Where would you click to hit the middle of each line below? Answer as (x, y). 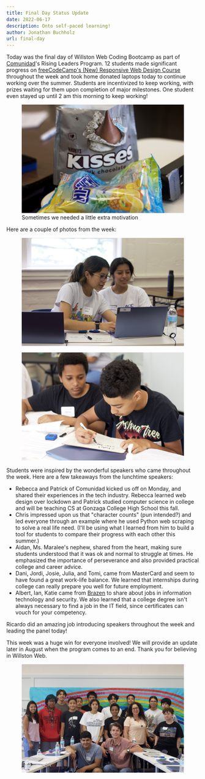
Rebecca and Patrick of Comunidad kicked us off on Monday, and (98, 489)
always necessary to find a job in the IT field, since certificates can (99, 606)
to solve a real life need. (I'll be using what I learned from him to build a (105, 528)
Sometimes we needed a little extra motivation (80, 217)
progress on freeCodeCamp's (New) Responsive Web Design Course (93, 70)
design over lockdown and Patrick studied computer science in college (105, 502)
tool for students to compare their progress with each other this (95, 534)
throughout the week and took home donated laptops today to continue (96, 77)
